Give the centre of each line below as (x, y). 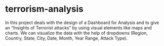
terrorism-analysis (44, 9)
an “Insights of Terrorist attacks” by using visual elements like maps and (79, 27)
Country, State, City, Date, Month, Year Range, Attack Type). (66, 38)
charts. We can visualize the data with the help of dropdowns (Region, (77, 33)
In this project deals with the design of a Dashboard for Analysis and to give (82, 23)
